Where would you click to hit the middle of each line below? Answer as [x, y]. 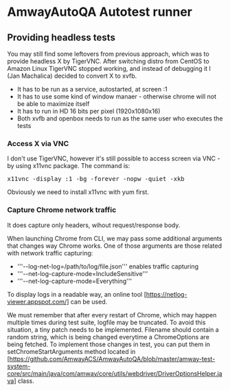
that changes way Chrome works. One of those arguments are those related [115, 246]
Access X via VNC [38, 143]
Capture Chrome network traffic [62, 210]
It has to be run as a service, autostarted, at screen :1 [92, 89]
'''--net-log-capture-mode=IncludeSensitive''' [82, 273]
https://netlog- [166, 294]
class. [26, 381]
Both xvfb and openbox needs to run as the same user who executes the [120, 118]
